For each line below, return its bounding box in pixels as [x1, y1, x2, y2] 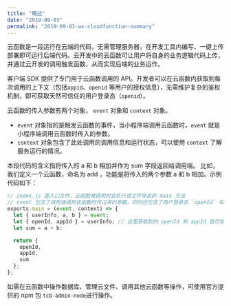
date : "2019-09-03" [7, 17, 63, 23]
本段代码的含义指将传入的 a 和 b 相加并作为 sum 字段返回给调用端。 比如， [7, 161, 219, 170]
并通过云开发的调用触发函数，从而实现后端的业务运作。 [7, 60, 164, 68]
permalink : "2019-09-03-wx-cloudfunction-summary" [7, 23, 155, 30]
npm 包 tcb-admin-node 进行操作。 [20, 291, 117, 299]
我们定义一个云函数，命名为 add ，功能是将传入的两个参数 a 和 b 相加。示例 [7, 170, 222, 178]
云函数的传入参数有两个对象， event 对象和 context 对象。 [7, 106, 172, 114]
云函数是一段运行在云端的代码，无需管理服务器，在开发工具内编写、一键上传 [7, 43, 224, 51]
